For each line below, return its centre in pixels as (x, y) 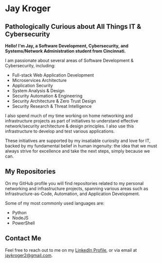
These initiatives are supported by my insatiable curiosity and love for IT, (78, 141)
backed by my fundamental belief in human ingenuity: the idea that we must (81, 146)
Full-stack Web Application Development (53, 75)
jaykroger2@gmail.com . (29, 255)
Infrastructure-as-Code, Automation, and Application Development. (72, 194)
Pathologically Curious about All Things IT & (73, 27)
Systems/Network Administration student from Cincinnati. (65, 51)
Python (19, 212)
